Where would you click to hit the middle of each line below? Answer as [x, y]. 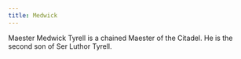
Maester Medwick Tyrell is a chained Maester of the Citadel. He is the [120, 38]
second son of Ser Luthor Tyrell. [60, 46]
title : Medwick [33, 15]
